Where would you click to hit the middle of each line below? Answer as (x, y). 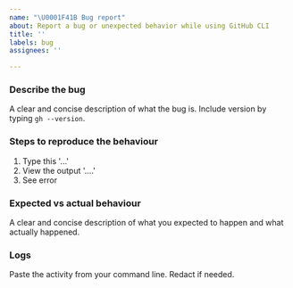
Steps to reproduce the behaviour (84, 142)
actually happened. (45, 232)
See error (40, 180)
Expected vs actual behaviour (75, 203)
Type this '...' (46, 160)
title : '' (28, 34)
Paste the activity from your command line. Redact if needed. (122, 275)
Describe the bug (48, 90)
